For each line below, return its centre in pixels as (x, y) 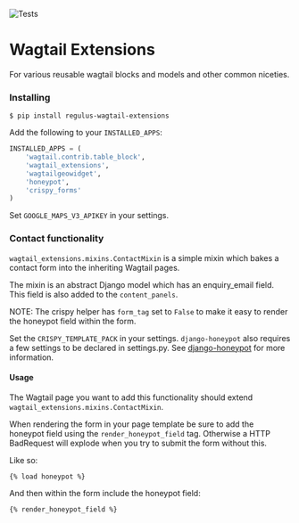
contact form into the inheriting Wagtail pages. (95, 267)
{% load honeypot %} (48, 477)
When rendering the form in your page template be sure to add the (132, 424)
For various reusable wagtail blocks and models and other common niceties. (149, 74)
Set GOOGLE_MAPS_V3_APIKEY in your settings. (89, 216)
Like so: (24, 460)
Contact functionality (57, 239)
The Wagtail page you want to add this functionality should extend (131, 397)
